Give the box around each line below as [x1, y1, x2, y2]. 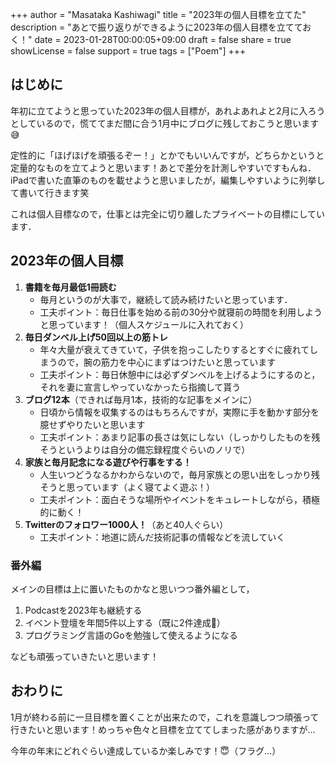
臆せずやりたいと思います [39, 418, 146, 430]
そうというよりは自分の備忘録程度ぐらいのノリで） [39, 443, 251, 455]
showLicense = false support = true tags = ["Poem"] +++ [10, 45, 247, 57]
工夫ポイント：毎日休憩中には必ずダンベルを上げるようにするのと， [39, 368, 321, 380]
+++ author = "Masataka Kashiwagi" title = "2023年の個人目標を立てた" [10, 9, 307, 20]
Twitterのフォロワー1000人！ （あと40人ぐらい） [24, 518, 229, 530]
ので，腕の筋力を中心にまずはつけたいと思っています [57, 356, 277, 368]
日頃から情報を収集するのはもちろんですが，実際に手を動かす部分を [39, 406, 320, 418]
